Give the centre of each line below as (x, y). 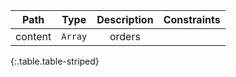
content (33, 36)
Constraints (192, 19)
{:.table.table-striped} (55, 61)
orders (125, 36)
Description (125, 19)
